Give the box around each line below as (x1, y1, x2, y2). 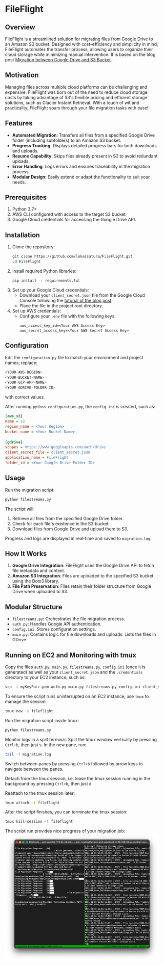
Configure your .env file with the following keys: (19, 313, 116, 319)
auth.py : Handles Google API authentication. (12, 621, 102, 627)
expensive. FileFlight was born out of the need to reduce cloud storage (5, 89, 148, 95)
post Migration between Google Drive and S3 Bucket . (5, 57, 112, 62)
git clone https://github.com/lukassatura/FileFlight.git (12, 254, 133, 259)
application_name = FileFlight (5, 455, 69, 460)
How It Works (5, 549, 47, 558)
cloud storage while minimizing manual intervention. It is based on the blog (5, 52, 156, 57)
